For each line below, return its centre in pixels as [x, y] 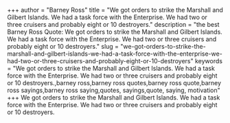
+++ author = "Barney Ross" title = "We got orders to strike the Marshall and [115, 10]
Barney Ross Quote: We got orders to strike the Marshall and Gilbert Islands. [115, 32]
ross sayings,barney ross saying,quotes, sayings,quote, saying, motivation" [114, 90]
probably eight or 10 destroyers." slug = [63, 46]
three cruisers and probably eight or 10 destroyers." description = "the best [113, 24]
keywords [209, 61]
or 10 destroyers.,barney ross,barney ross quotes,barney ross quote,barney [114, 83]
